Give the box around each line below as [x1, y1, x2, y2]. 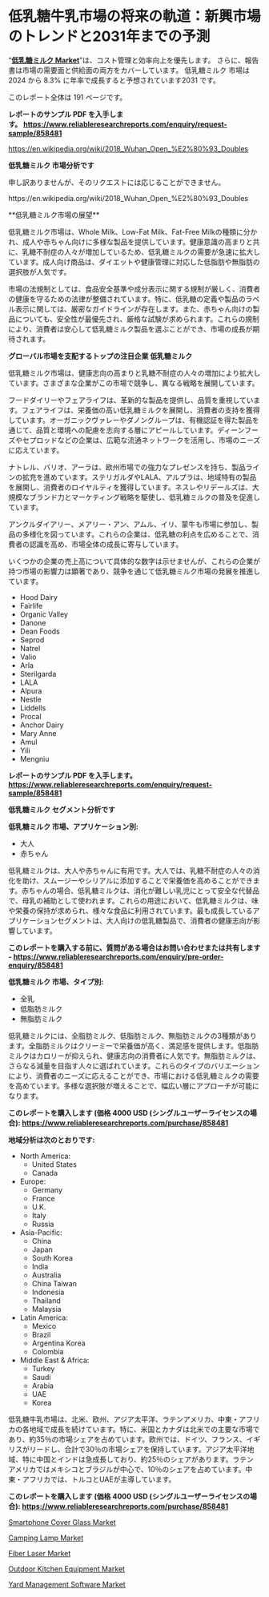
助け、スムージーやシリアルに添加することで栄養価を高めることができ [22, 875, 254, 885]
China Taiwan [31, 1278, 78, 1288]
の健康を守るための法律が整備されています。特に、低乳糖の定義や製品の [8, 294, 246, 304]
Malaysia [31, 1304, 62, 1313]
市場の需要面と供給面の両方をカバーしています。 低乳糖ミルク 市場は [22, 65, 251, 74]
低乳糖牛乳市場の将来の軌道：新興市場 [8, 7, 262, 26]
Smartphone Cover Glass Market [8, 1517, 116, 1527]
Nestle [19, 694, 42, 704]
